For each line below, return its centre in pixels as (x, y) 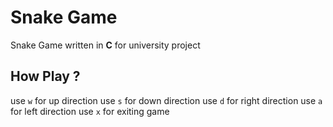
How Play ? (45, 76)
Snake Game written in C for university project (105, 45)
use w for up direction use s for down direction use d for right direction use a (166, 100)
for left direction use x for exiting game (90, 111)
